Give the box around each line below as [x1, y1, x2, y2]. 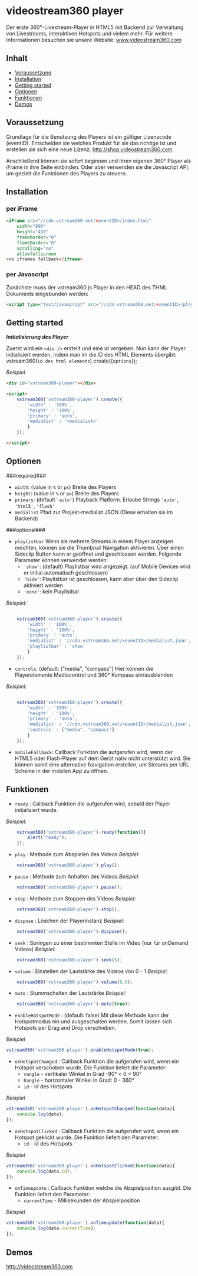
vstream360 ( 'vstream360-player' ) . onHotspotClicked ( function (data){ [6, 1163, 176, 1169]
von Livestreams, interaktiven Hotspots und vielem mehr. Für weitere [6, 30, 173, 37]
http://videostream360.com [6, 1262, 73, 1270]
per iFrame [6, 204, 38, 213]
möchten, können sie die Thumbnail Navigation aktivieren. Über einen [14, 544, 184, 551]
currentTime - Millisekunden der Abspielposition [23, 1197, 140, 1204]
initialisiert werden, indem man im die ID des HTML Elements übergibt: [6, 351, 177, 358]
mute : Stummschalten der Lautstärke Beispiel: [14, 990, 127, 997]
